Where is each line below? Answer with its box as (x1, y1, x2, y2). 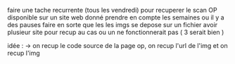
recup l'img (7, 49, 40, 57)
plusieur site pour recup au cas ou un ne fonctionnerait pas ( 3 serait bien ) (7, 28, 224, 36)
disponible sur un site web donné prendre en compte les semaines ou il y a (7, 13, 224, 22)
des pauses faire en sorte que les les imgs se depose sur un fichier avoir (7, 21, 218, 29)
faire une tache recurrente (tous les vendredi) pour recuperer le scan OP (7, 6, 217, 14)
